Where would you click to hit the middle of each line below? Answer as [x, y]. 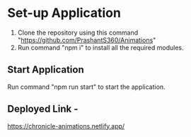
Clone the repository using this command [78, 32]
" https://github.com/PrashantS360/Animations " [87, 40]
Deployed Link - [43, 109]
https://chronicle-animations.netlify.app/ [66, 126]
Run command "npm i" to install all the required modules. [100, 47]
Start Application [46, 70]
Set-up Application [64, 13]
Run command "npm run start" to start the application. [86, 87]
